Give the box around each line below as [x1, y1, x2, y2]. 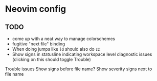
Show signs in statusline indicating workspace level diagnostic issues [12, 51, 153, 57]
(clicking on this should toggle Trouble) [12, 57, 91, 62]
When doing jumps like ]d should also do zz [12, 46, 100, 52]
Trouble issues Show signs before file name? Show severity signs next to [5, 66, 153, 72]
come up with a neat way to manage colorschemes [12, 36, 115, 41]
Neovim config [5, 3, 66, 15]
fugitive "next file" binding [12, 41, 65, 47]
